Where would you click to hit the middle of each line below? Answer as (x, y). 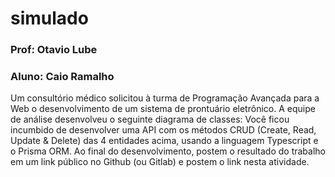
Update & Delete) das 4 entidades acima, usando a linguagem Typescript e (164, 141)
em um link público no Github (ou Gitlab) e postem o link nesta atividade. (160, 162)
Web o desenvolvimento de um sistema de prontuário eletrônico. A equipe (163, 109)
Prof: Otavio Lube (54, 50)
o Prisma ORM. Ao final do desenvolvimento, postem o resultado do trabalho (168, 151)
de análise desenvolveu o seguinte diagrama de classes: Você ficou (150, 119)
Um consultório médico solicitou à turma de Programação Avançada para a (165, 98)
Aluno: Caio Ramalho (62, 77)
